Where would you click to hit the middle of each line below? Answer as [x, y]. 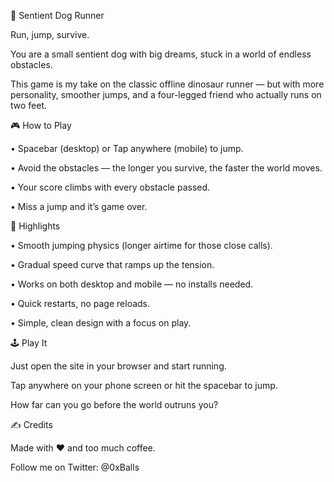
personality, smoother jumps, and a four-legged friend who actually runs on [166, 94]
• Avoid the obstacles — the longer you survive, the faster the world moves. [166, 168]
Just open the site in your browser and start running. [118, 366]
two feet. [29, 105]
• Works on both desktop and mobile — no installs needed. [132, 284]
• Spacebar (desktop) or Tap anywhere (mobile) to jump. [127, 148]
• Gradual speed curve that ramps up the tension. [112, 264]
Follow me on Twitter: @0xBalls [75, 467]
